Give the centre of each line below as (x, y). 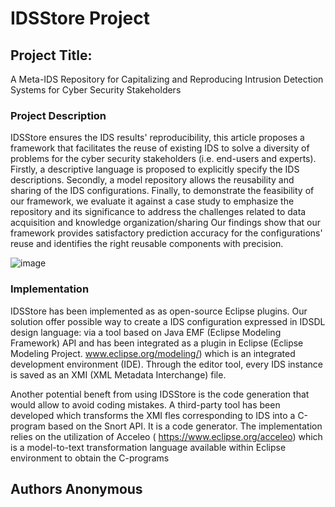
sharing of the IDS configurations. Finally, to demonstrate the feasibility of (162, 191)
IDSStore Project (80, 18)
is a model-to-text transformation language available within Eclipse (148, 447)
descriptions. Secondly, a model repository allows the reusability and (152, 180)
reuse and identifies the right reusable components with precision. (147, 244)
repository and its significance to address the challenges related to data (158, 212)
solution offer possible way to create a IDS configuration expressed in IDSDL (168, 321)
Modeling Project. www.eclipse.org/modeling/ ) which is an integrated (153, 353)
